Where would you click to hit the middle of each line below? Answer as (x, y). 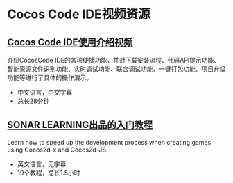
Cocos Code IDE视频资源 (79, 14)
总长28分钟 (33, 101)
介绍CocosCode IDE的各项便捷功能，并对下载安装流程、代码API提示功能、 (114, 60)
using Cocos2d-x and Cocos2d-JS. (58, 150)
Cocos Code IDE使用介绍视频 (70, 42)
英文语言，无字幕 (42, 164)
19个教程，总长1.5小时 (49, 173)
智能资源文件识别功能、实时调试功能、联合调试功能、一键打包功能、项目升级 (116, 69)
